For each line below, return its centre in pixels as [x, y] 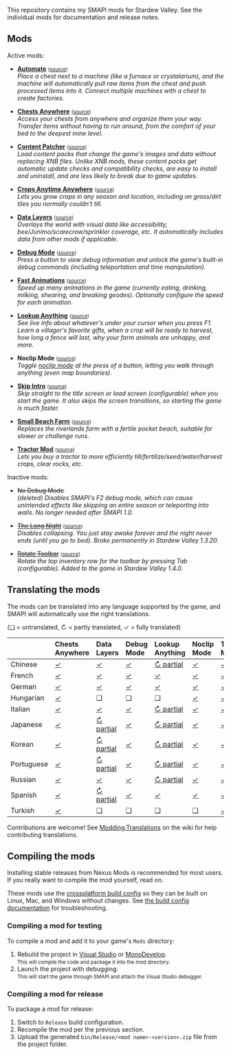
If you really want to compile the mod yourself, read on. [85, 880]
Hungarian [27, 697]
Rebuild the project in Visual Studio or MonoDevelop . [92, 954]
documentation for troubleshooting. [57, 908]
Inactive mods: [28, 477]
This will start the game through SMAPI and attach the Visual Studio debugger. [110, 977]
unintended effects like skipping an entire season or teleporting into [113, 505]
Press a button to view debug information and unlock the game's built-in [120, 259]
